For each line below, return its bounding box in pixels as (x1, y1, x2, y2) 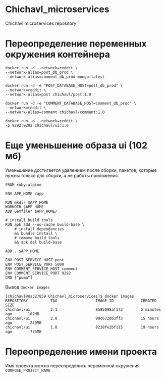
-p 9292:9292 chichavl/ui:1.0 (5, 123, 69, 128)
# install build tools (5, 217, 53, 223)
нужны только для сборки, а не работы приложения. (5, 172, 120, 178)
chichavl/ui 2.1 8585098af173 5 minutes (5, 307, 161, 312)
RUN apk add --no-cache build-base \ (5, 222, 85, 227)
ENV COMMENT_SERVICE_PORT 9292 (5, 270, 71, 276)
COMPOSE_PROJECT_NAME (5, 368, 51, 373)
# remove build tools (14, 235, 60, 241)
